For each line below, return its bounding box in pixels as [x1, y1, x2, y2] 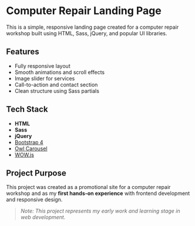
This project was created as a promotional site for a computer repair [6, 184, 171, 191]
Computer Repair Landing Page [6, 4, 162, 18]
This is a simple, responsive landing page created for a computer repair [6, 23, 179, 31]
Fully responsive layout [14, 62, 70, 69]
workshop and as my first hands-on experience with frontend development [6, 190, 190, 197]
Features [6, 47, 39, 57]
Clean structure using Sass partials [14, 87, 100, 95]
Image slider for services [14, 75, 75, 82]
